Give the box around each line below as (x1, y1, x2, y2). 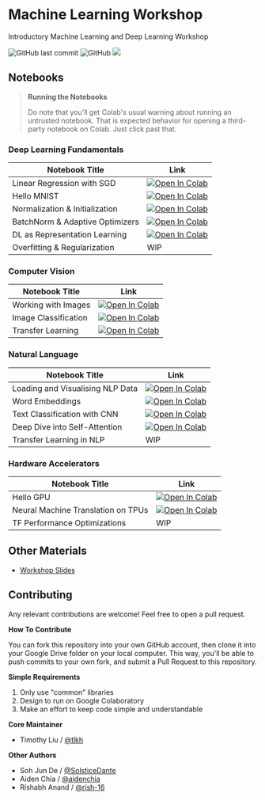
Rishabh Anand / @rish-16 (19, 782, 105, 792)
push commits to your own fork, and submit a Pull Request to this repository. (8, 657, 257, 666)
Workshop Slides (19, 565, 75, 574)
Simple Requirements (8, 672, 81, 681)
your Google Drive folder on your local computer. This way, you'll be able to (8, 648, 255, 658)
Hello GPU (12, 491, 51, 502)
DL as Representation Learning (12, 229, 127, 241)
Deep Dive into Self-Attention (12, 421, 123, 432)
